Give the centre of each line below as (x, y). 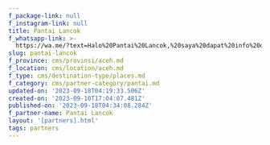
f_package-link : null (45, 16)
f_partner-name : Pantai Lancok (61, 114)
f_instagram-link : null (48, 23)
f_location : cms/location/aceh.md (66, 68)
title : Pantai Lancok (45, 31)
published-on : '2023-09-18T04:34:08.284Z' (80, 106)
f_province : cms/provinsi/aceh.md (66, 61)
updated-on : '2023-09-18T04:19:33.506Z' (77, 91)
